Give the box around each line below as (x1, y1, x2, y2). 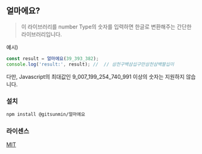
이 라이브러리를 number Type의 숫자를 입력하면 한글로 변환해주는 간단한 (21, 23, 192, 30)
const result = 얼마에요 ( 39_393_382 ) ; (6, 55, 99, 62)
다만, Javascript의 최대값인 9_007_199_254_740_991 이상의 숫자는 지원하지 (6, 73, 185, 80)
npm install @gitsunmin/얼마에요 (6, 111, 86, 117)
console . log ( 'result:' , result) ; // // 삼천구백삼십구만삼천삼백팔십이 (6, 61, 174, 67)
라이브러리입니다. (21, 30, 62, 38)
